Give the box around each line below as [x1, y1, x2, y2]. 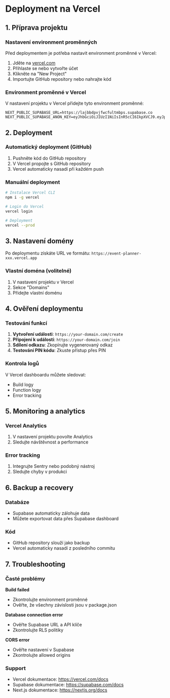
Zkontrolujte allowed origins [12, 652, 71, 658]
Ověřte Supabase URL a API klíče [12, 622, 82, 628]
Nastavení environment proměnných [5, 39, 98, 46]
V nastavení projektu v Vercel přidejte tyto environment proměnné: [5, 100, 144, 107]
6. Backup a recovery [5, 483, 74, 492]
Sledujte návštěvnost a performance [12, 439, 89, 445]
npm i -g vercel [5, 195, 39, 200]
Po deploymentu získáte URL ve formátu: [5, 250, 91, 257]
